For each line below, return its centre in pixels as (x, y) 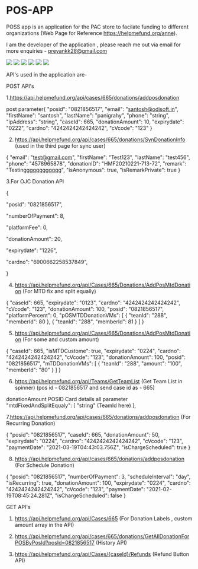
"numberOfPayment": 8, (35, 216)
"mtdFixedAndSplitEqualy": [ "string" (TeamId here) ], (71, 405)
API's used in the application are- (47, 74)
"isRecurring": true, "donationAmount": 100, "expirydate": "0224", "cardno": (98, 483)
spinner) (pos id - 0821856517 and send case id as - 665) (85, 387)
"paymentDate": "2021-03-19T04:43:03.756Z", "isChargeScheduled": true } (98, 447)
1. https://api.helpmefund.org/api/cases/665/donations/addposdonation (93, 97)
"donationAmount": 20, (34, 239)
